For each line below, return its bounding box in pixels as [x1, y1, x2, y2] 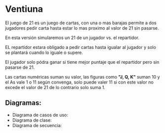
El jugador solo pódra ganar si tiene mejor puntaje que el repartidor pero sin [5, 59, 160, 65]
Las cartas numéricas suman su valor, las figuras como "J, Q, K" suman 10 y [5, 74, 160, 80]
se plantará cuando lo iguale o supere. [5, 49, 83, 55]
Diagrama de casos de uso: [12, 112, 68, 118]
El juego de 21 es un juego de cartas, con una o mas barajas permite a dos [5, 20, 157, 26]
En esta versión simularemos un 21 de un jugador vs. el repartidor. [5, 35, 140, 41]
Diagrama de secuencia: [12, 122, 62, 128]
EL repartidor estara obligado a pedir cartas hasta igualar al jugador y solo [5, 44, 157, 50]
